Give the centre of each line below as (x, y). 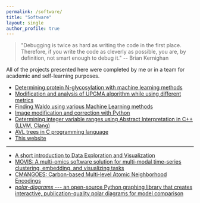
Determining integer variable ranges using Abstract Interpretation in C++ (104, 119)
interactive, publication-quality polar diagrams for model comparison (99, 193)
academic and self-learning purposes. (53, 76)
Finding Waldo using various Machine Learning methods (84, 107)
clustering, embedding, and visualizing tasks (69, 168)
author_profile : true (33, 28)
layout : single (25, 23)
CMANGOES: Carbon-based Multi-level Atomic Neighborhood (91, 174)
